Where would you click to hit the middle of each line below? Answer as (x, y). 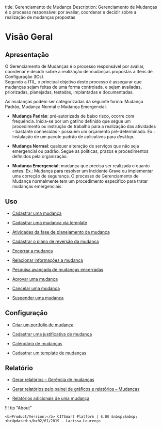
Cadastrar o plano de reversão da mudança (56, 241)
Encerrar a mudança (32, 251)
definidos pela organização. (40, 156)
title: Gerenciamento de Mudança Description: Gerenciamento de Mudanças (81, 7)
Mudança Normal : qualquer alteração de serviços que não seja (75, 146)
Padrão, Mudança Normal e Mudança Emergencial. (56, 107)
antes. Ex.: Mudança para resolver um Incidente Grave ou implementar (82, 171)
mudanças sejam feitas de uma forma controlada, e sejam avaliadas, (73, 87)
